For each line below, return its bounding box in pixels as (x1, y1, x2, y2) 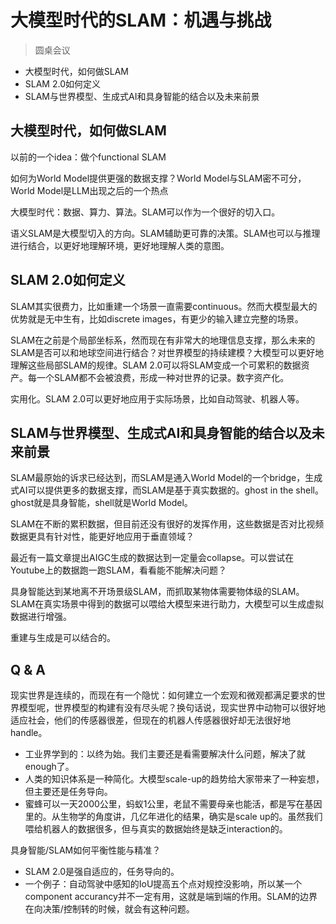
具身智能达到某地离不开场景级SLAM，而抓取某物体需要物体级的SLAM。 (10, 586, 305, 598)
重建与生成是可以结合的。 (10, 632, 116, 644)
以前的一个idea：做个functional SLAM (10, 151, 167, 163)
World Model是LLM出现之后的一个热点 (10, 184, 169, 196)
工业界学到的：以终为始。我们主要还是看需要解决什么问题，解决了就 (24, 748, 306, 760)
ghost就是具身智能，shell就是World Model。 (10, 497, 193, 509)
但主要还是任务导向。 (24, 786, 113, 798)
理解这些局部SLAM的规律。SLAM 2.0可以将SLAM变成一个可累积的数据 (10, 359, 302, 371)
